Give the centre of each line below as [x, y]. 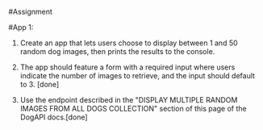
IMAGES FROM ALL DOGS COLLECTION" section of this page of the [134, 109]
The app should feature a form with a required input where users [127, 67]
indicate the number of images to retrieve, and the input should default [138, 75]
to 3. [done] [40, 84]
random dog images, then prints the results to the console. [117, 51]
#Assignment [30, 12]
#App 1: [21, 27]
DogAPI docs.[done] [54, 117]
